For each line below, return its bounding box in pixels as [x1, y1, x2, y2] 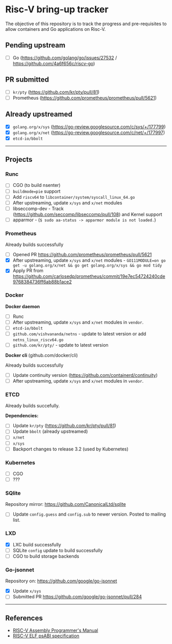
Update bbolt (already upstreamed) [12, 428, 88, 434]
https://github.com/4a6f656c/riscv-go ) [12, 60, 95, 66]
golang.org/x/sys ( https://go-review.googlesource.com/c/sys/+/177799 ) [12, 123, 166, 129]
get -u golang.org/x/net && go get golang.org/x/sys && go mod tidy [12, 263, 162, 268]
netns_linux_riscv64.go [12, 337, 64, 343]
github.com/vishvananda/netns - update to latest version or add [12, 330, 146, 337]
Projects [5, 155, 33, 164]
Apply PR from [12, 268, 44, 274]
